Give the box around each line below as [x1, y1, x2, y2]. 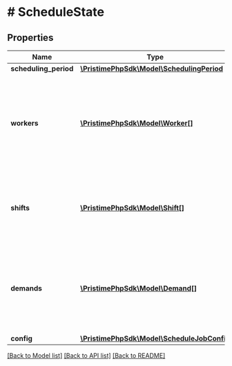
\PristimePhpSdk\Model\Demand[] [80, 284, 197, 293]
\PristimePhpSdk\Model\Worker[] [80, 118, 193, 128]
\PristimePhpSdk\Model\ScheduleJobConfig [80, 333, 231, 343]
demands [10, 284, 43, 293]
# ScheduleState [7, 4, 105, 20]
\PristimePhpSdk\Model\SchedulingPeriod [80, 64, 223, 73]
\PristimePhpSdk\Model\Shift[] [80, 203, 185, 212]
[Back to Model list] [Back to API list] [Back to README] [7, 351, 166, 360]
